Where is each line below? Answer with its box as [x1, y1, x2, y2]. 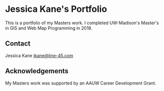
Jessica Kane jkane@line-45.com [5, 52, 74, 58]
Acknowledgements [5, 67, 69, 75]
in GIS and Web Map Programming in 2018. [5, 25, 92, 31]
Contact [5, 40, 31, 48]
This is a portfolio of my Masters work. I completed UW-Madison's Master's [5, 20, 159, 26]
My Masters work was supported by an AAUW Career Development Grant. [5, 80, 157, 86]
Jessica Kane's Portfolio [5, 3, 107, 15]
